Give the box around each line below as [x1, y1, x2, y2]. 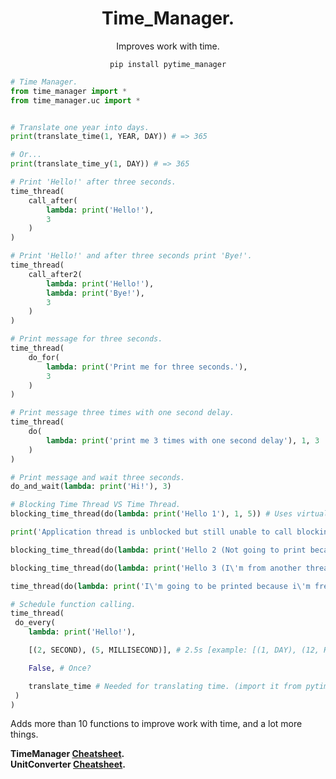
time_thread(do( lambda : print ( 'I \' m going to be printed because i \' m [10, 581, 311, 591]
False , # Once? [28, 663, 92, 673]
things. [10, 728, 39, 741]
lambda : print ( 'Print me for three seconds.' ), [46, 362, 248, 372]
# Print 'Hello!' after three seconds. [10, 177, 177, 187]
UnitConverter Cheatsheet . [10, 758, 126, 771]
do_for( [28, 352, 60, 362]
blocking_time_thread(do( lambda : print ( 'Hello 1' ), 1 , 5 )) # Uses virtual [10, 509, 329, 519]
